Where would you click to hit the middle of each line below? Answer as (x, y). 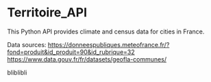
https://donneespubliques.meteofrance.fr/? (109, 44)
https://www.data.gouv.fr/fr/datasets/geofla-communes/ (87, 59)
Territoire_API (47, 13)
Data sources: (27, 44)
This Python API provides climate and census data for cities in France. (106, 31)
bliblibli (17, 72)
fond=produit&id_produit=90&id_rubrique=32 (71, 52)
